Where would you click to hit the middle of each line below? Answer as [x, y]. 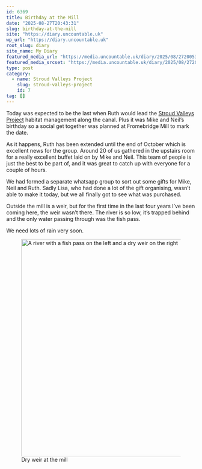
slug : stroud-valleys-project [55, 85]
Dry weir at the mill [44, 459]
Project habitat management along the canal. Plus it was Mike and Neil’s [95, 120]
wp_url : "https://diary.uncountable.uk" [58, 40]
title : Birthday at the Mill [43, 18]
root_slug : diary [28, 46]
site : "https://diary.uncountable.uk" [55, 34]
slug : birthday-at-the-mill [41, 29]
